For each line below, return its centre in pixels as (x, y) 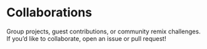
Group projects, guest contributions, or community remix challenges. (103, 31)
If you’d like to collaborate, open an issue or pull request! (86, 38)
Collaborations (49, 13)
